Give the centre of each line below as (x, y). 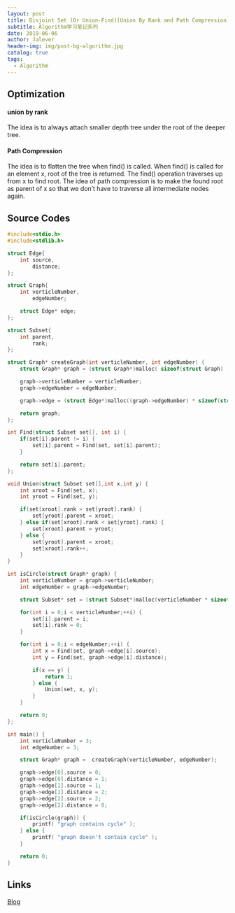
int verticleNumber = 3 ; (56, 741)
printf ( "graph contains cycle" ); (84, 824)
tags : (15, 59)
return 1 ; (59, 677)
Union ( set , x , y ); (71, 690)
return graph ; (40, 413)
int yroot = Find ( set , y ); (59, 497)
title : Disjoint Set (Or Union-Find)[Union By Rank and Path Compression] (119, 20)
